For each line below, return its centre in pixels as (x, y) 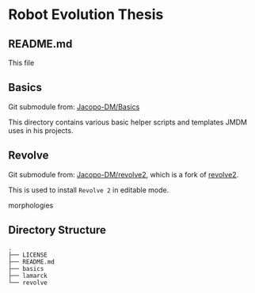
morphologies (31, 205)
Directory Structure (57, 230)
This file (21, 63)
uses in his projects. (41, 130)
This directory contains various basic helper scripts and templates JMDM (128, 122)
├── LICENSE (28, 255)
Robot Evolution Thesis (86, 15)
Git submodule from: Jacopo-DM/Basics (74, 107)
